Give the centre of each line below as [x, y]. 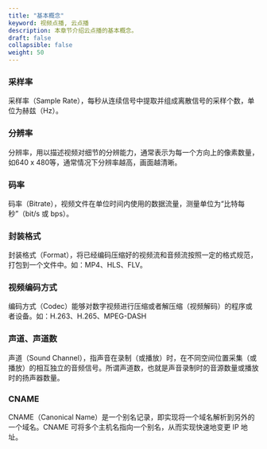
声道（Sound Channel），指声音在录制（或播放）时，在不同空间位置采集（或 [132, 357]
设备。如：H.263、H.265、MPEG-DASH [81, 316]
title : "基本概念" [37, 16]
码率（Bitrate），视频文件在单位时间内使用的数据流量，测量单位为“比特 [123, 203]
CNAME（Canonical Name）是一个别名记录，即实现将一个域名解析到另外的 [132, 417]
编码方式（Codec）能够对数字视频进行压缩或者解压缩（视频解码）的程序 [127, 306]
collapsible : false [41, 45]
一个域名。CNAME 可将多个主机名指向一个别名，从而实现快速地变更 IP [124, 428]
